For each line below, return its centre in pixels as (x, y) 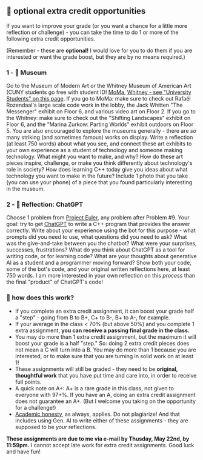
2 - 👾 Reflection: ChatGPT (45, 205)
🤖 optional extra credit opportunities (76, 11)
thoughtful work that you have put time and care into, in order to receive (106, 375)
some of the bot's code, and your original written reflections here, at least (98, 269)
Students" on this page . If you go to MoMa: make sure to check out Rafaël (98, 99)
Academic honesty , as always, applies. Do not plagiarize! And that (97, 414)
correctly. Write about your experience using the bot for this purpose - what (101, 230)
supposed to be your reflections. (56, 427)
